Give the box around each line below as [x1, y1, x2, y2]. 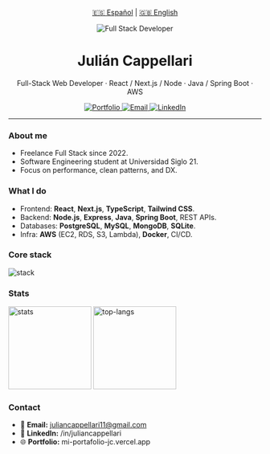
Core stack [8, 249, 52, 260]
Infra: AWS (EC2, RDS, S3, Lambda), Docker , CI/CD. [19, 229, 193, 239]
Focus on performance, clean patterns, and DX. [19, 166, 178, 175]
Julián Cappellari [77, 52, 193, 70]
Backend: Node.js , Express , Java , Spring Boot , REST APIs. [19, 212, 217, 222]
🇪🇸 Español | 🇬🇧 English [92, 8, 178, 17]
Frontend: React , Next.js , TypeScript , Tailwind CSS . [19, 203, 195, 213]
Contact [8, 402, 41, 413]
